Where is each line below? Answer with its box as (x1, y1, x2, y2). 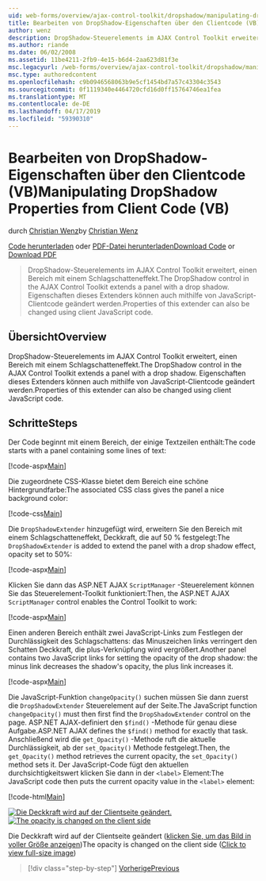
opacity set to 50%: (8, 549, 73, 560)
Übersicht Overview (8, 330, 107, 344)
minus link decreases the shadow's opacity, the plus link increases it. (8, 662, 234, 671)
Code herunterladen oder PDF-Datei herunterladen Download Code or (8, 241, 235, 251)
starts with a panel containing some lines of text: (8, 446, 166, 456)
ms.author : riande (8, 41, 69, 49)
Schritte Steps (8, 417, 78, 430)
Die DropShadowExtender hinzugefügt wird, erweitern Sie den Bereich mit (8, 525, 243, 534)
